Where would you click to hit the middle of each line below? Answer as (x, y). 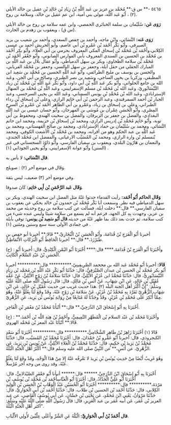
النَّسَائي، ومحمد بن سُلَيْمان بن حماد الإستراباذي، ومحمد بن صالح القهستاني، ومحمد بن (86, 126)
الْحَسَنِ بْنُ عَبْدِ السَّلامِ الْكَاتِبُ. (33, 255)
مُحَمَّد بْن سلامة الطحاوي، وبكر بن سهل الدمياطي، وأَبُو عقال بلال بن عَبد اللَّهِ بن (80, 61)
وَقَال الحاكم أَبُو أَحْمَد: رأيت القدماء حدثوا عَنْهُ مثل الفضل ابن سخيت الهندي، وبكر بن (83, 197)
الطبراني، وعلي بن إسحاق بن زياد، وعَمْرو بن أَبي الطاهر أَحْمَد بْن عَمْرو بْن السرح (81, 104)
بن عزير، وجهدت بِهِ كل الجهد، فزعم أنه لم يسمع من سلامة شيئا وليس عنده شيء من (85, 213)
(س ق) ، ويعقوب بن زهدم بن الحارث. (41, 30)
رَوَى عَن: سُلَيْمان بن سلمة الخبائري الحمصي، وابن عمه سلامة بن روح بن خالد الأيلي (83, 24)
